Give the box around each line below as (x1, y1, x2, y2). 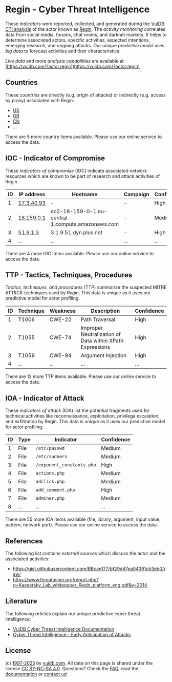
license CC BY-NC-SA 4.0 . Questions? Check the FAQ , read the (5, 665, 139, 671)
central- (50, 214, 71, 221)
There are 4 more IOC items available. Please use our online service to (5, 250, 154, 256)
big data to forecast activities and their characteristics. (5, 48, 121, 54)
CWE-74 (49, 334, 72, 341)
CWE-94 (49, 352, 72, 359)
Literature (5, 597, 37, 605)
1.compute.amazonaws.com (50, 220, 119, 228)
